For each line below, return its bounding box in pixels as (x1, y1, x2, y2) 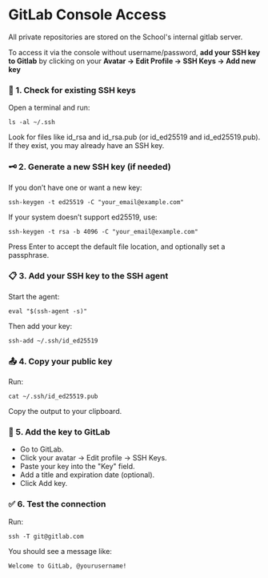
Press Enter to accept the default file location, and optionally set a (8, 242, 226, 251)
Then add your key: (8, 321, 73, 331)
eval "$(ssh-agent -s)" (8, 307, 88, 315)
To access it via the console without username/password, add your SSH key (8, 47, 261, 57)
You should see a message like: (8, 546, 112, 556)
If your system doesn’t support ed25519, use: (8, 212, 158, 222)
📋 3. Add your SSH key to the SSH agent (8, 271, 169, 282)
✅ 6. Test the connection (8, 499, 106, 510)
